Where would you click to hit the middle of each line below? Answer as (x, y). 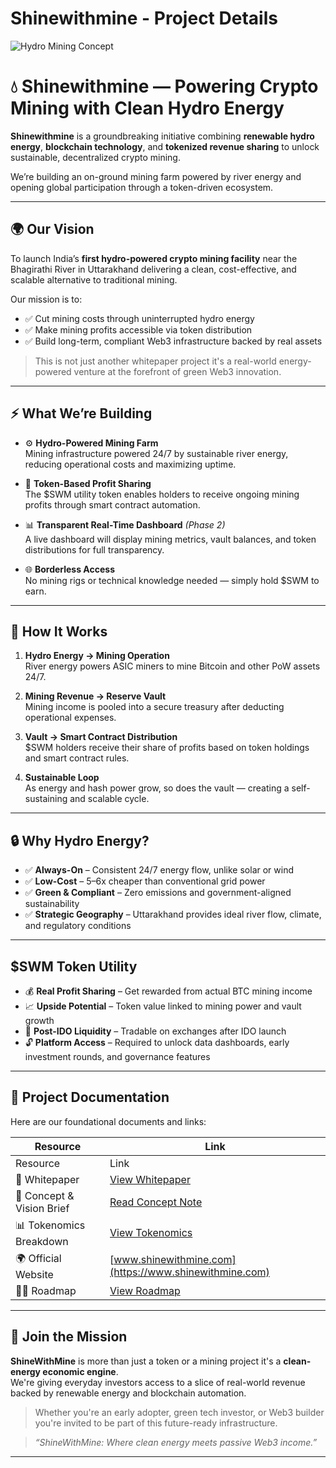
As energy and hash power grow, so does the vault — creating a (157, 788)
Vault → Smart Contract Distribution (101, 737)
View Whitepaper (150, 1179)
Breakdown (42, 1241)
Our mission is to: (46, 299)
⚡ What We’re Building (81, 413)
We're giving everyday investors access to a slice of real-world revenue (158, 1382)
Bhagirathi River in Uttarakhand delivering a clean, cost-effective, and (153, 269)
